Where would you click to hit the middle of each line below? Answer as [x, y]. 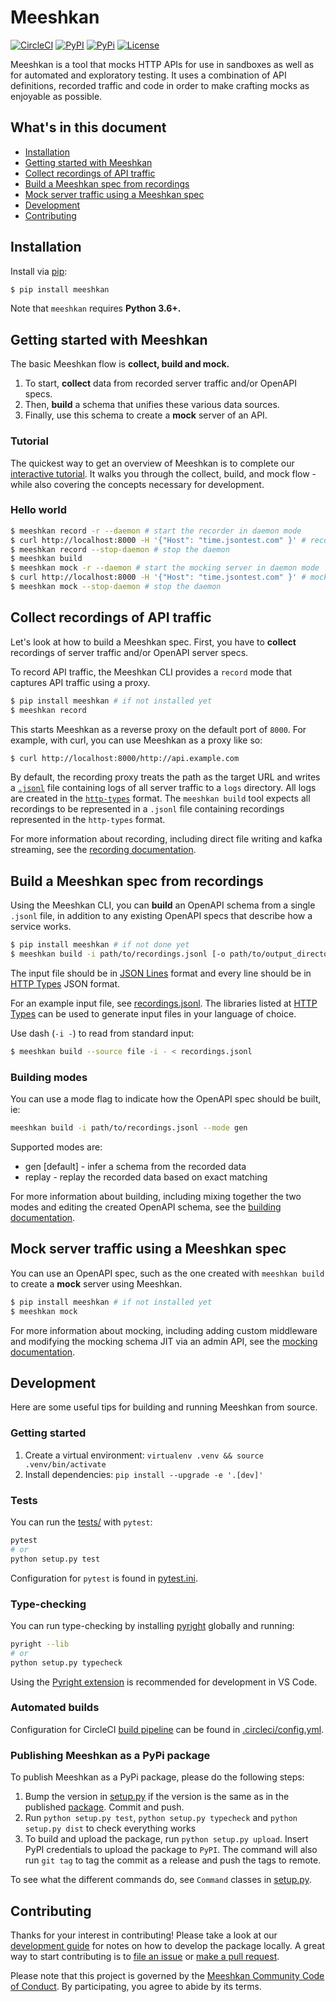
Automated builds [55, 1708]
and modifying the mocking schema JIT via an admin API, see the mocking [164, 1341]
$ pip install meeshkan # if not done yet [100, 945]
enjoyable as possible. [56, 96]
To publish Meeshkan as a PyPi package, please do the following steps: [157, 1777]
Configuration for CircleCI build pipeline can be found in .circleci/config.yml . [167, 1729]
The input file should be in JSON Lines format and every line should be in [161, 973]
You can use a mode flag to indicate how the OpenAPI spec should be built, [166, 1099]
